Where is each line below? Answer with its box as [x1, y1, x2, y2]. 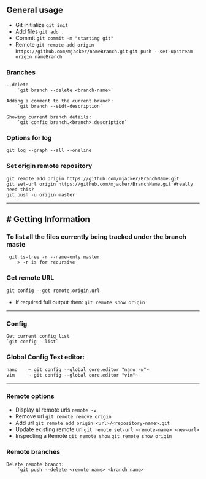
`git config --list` [6, 339, 59, 345]
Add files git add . [15, 28, 64, 35]
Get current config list [6, 333, 70, 339]
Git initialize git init [15, 21, 69, 28]
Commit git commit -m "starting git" [15, 34, 114, 42]
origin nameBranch [15, 53, 63, 60]
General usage [6, 5, 63, 15]
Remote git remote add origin [15, 40, 94, 48]
